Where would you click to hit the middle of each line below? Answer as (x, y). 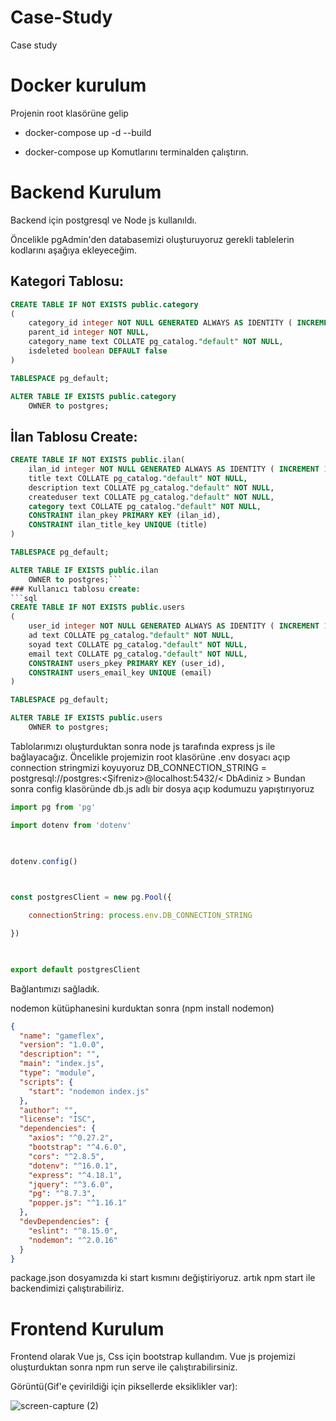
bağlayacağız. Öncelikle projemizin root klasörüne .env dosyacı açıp (150, 757)
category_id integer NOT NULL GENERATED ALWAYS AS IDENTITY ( (160, 323)
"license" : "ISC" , (58, 1119)
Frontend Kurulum (87, 1328)
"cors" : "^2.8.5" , (66, 1156)
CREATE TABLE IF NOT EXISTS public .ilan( (98, 460)
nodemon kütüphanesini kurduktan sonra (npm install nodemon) (142, 1008)
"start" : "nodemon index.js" (89, 1091)
